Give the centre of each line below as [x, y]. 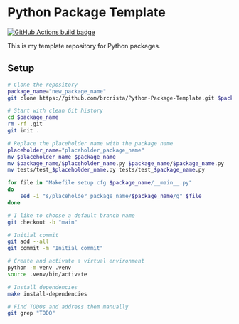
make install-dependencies [47, 294]
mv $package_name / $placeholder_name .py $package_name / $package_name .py [116, 163]
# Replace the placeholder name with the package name [90, 143]
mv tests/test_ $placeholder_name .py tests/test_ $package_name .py [106, 170]
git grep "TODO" [31, 313]
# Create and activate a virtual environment [76, 261]
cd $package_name [33, 117]
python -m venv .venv [39, 268]
